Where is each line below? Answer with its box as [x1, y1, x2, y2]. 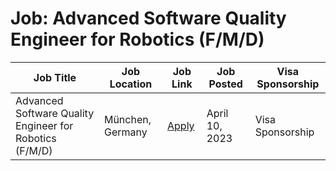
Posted [208, 77, 243, 91]
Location [109, 77, 153, 91]
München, [103, 112, 152, 126]
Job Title [33, 70, 77, 84]
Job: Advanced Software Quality [10, 7, 287, 30]
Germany [103, 125, 148, 139]
